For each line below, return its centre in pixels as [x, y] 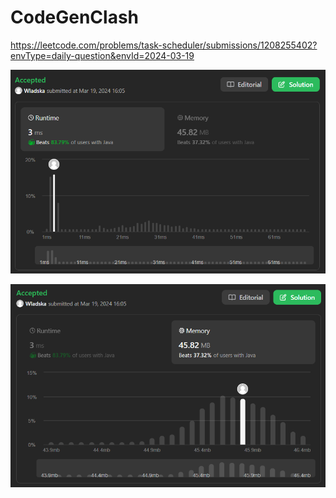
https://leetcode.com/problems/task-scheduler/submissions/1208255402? [164, 45]
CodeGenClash [75, 17]
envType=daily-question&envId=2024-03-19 [102, 55]
